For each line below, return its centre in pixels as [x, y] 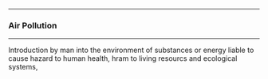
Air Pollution [33, 25]
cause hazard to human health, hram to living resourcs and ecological [123, 58]
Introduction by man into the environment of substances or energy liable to [131, 50]
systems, [23, 67]
